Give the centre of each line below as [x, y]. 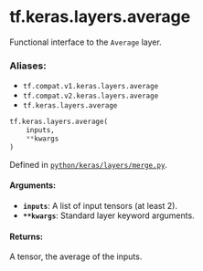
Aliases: [28, 66]
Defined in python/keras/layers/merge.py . [88, 164]
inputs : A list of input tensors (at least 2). [100, 205]
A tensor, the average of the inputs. [76, 256]
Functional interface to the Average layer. [85, 42]
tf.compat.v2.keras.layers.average [91, 96]
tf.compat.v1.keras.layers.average [91, 87]
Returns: [27, 236]
